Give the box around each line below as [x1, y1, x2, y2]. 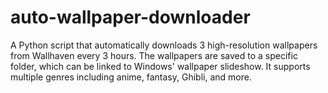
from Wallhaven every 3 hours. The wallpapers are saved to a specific [10, 49, 298, 61]
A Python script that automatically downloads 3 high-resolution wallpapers [10, 39, 318, 51]
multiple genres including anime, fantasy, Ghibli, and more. [10, 71, 252, 83]
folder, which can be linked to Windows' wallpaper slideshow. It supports [10, 60, 311, 72]
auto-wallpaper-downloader [10, 6, 251, 29]
